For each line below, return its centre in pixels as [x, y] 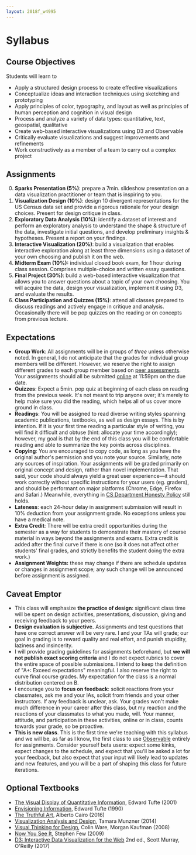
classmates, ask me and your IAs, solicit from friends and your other [97, 695]
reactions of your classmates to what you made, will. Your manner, [95, 714]
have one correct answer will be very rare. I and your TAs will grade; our [102, 633]
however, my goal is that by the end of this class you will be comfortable [102, 439]
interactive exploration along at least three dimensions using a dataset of [102, 251]
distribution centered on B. [47, 683]
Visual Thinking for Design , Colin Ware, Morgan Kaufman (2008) [92, 827]
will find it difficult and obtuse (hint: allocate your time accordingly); [96, 432]
